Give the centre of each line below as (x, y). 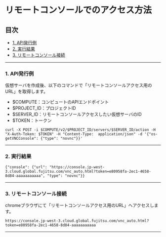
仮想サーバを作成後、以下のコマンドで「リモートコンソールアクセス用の (79, 85)
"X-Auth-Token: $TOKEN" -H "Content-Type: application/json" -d (74, 134)
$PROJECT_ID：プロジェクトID (44, 108)
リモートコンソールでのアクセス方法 (79, 10)
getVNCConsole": (22, 139)
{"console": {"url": (26, 167)
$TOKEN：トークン (32, 120)
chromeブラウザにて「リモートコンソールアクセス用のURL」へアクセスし (80, 205)
